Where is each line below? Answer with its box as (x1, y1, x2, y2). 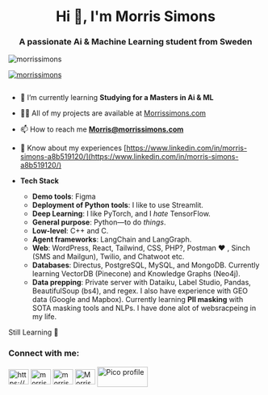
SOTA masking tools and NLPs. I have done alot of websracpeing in (31, 303, 257, 313)
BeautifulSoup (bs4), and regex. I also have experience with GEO (31, 286, 249, 296)
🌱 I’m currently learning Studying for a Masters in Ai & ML (19, 93, 214, 103)
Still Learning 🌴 (8, 327, 59, 338)
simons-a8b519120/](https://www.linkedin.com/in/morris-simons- (19, 152, 239, 162)
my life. (31, 312, 57, 321)
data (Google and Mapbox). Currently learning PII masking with (31, 295, 244, 305)
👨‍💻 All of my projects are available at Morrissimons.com (19, 108, 207, 118)
